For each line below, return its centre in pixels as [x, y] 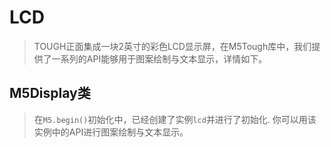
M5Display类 [50, 93]
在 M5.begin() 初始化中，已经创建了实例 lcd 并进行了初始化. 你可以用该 [175, 119]
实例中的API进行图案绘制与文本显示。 [111, 132]
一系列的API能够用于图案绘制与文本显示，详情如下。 [159, 58]
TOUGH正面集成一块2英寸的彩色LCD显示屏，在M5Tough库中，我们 [172, 46]
